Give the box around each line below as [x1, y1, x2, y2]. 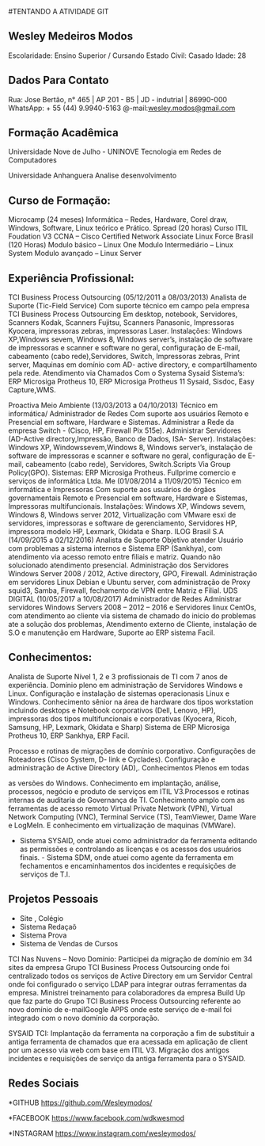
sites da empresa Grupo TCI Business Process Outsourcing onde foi [8, 962, 230, 972]
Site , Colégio [19, 913, 64, 923]
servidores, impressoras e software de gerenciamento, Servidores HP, [8, 518, 237, 528]
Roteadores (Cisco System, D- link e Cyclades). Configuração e [8, 754, 216, 764]
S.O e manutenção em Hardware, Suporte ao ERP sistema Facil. [8, 628, 215, 637]
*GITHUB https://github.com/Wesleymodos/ [8, 1098, 153, 1107]
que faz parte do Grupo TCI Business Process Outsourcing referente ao [8, 996, 241, 1006]
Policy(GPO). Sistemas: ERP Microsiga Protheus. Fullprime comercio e [8, 468, 237, 478]
